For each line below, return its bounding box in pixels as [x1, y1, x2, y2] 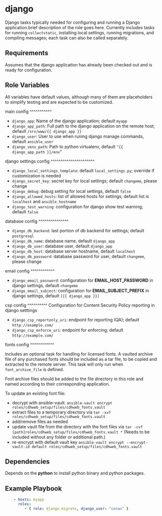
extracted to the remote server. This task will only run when [5, 361, 123, 367]
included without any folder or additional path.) [12, 434, 105, 440]
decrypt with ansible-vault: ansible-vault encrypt [12, 400, 113, 405]
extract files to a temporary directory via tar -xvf [12, 409, 111, 415]
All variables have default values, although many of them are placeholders [5, 94, 153, 100]
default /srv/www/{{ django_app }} [12, 128, 82, 134]
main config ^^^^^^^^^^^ [5, 108, 52, 114]
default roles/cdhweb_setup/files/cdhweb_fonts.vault [31, 444, 143, 449]
